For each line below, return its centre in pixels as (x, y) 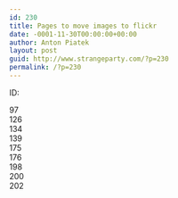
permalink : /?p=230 (45, 68)
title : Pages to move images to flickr (83, 26)
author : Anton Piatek (49, 42)
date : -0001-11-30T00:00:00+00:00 (73, 34)
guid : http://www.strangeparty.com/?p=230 (89, 59)
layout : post (33, 51)
